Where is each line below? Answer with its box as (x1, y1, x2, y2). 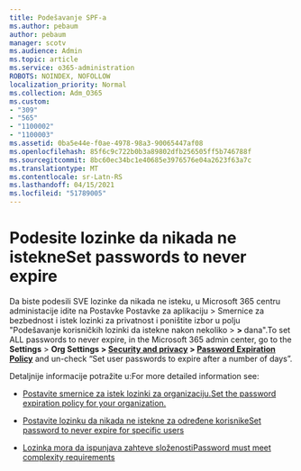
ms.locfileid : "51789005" (9, 189, 106, 198)
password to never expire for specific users (22, 424, 185, 435)
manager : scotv (9, 38, 67, 48)
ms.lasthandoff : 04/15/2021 (9, 181, 115, 190)
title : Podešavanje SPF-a (9, 13, 106, 23)
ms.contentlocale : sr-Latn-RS (9, 172, 123, 181)
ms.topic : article (9, 55, 78, 64)
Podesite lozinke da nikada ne (9, 228, 237, 249)
